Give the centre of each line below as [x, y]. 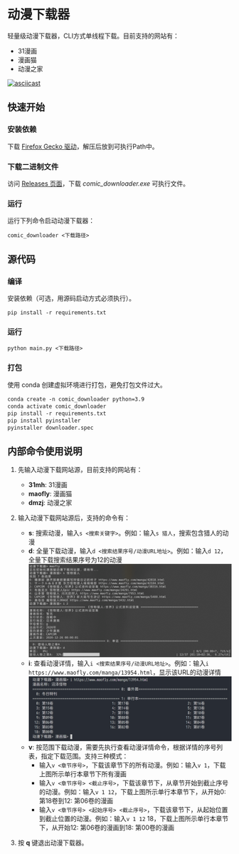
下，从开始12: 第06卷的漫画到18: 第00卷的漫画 [107, 827]
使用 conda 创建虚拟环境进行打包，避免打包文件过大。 [87, 385]
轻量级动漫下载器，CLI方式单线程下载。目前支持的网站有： [93, 36]
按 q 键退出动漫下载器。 [53, 843]
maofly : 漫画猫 [50, 494]
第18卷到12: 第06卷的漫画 [76, 800]
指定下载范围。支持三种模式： [85, 756]
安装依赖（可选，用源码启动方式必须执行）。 [71, 298]
